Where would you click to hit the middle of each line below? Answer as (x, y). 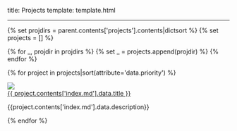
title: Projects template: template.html (61, 10)
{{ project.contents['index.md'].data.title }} (69, 93)
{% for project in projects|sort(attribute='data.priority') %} (92, 73)
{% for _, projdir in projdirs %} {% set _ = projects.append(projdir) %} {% (113, 51)
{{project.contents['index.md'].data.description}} (78, 107)
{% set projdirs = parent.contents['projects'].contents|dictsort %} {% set (113, 30)
